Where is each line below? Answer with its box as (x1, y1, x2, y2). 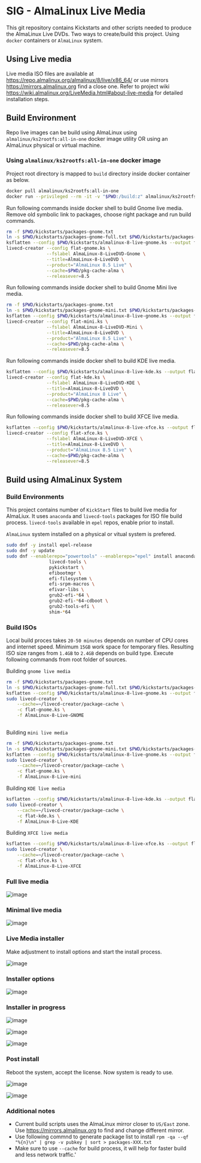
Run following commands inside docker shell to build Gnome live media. (6, 204, 184, 211)
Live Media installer (6, 934, 65, 943)
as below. (6, 176, 30, 183)
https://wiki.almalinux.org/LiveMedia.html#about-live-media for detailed (6, 89, 184, 96)
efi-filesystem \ (48, 576, 93, 581)
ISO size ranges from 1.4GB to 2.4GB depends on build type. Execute (6, 649, 173, 656)
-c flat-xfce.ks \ (17, 858, 63, 864)
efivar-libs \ (48, 587, 84, 593)
